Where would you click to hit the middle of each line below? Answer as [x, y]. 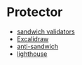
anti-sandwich [37, 46]
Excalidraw [33, 38]
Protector [35, 12]
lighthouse [32, 54]
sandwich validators [46, 31]
